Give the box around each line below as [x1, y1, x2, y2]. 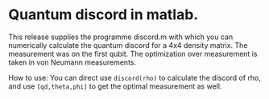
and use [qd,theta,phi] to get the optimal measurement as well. [8, 81, 222, 91]
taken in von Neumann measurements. [8, 57, 137, 67]
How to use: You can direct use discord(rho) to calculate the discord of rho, [8, 73, 262, 82]
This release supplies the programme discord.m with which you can [8, 32, 234, 42]
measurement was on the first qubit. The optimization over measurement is [8, 49, 258, 58]
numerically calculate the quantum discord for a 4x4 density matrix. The [8, 40, 248, 49]
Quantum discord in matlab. [8, 6, 199, 24]
